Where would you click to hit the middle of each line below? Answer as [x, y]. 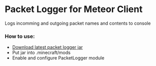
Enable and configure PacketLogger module [58, 58]
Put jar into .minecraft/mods [41, 53]
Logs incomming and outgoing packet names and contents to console [78, 23]
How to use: [20, 36]
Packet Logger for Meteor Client [74, 9]
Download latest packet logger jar [48, 47]
